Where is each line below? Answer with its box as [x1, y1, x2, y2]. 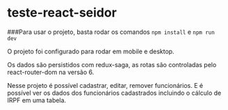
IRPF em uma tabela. [7, 95, 67, 104]
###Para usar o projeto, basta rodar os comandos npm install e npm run [7, 28, 215, 36]
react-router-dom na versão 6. [7, 68, 95, 76]
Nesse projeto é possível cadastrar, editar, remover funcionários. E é [7, 81, 204, 89]
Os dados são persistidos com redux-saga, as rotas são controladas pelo [7, 60, 217, 68]
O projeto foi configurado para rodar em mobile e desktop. [7, 47, 175, 55]
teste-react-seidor [7, 5, 117, 21]
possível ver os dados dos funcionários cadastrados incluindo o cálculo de [7, 89, 222, 97]
